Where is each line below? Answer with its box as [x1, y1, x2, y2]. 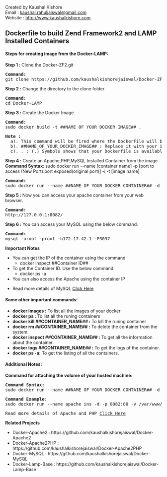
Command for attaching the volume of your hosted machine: [5, 372, 133, 378]
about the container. [12, 340, 54, 345]
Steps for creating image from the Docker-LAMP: [5, 51, 108, 57]
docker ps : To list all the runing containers [12, 313, 100, 319]
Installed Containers [5, 37, 70, 45]
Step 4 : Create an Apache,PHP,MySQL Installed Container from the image [5, 157, 158, 163]
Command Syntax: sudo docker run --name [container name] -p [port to [5, 163, 155, 169]
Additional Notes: [5, 361, 42, 367]
